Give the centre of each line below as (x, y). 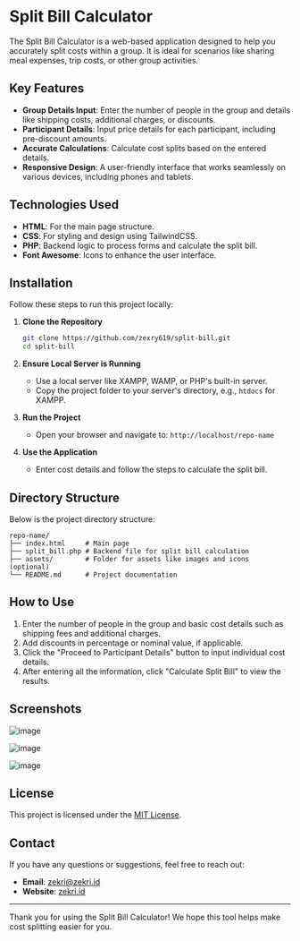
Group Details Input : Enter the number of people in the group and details (156, 110)
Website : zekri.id (54, 892)
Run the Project (51, 417)
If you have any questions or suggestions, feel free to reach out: (127, 865)
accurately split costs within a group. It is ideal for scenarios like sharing (142, 50)
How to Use (42, 602)
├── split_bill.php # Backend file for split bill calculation (129, 551)
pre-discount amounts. (64, 138)
